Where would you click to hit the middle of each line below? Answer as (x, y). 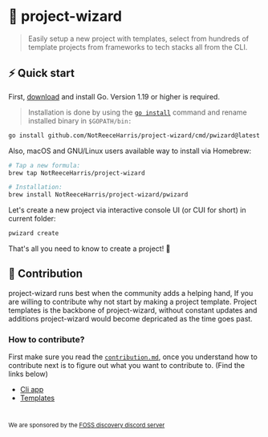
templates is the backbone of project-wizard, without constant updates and (133, 310)
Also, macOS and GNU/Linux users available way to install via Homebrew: (130, 151)
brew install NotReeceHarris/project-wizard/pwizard (98, 195)
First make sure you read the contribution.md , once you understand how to (133, 357)
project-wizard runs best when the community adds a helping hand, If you (131, 293)
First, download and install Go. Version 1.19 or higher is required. (114, 96)
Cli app (32, 390)
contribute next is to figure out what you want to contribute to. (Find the (127, 366)
